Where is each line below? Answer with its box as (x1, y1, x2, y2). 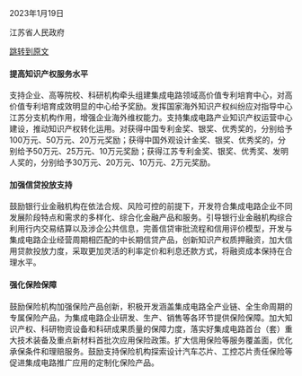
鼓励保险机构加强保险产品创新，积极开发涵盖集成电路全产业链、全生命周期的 (9, 301, 293, 311)
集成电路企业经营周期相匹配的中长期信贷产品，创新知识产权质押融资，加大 (9, 234, 285, 245)
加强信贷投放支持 (9, 179, 73, 190)
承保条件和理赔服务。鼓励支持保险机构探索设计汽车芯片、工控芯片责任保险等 (9, 345, 293, 356)
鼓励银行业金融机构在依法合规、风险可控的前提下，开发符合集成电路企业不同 (9, 201, 293, 212)
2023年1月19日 (9, 8, 65, 18)
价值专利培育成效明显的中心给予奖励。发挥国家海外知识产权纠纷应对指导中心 (9, 101, 293, 112)
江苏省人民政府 (9, 27, 65, 38)
